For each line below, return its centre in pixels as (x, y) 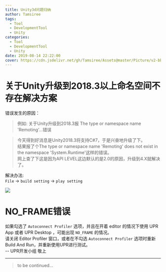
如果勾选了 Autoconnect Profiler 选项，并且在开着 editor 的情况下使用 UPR (82, 226)
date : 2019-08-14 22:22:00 (33, 56)
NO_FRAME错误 (38, 212)
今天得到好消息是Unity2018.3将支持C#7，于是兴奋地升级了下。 (81, 140)
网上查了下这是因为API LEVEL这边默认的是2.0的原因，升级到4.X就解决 (89, 159)
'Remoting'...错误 (34, 130)
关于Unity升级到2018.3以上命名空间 (79, 86)
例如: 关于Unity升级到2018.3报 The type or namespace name (79, 123)
